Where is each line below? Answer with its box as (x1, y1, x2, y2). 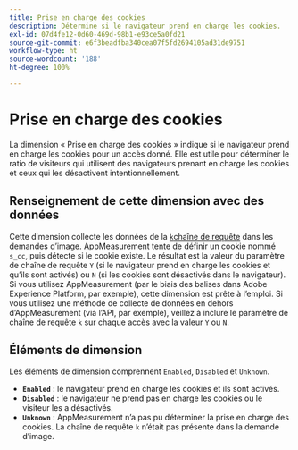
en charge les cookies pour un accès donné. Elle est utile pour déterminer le (9, 149, 290, 159)
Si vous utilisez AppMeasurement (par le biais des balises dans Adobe (9, 278, 268, 289)
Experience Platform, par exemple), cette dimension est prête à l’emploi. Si (9, 288, 284, 299)
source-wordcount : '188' (9, 55, 102, 64)
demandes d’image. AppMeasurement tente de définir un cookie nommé (9, 241, 277, 251)
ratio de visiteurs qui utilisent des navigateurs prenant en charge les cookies (9, 157, 290, 168)
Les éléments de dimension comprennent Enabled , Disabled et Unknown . (9, 366, 270, 377)
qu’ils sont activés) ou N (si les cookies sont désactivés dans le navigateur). (9, 269, 286, 280)
